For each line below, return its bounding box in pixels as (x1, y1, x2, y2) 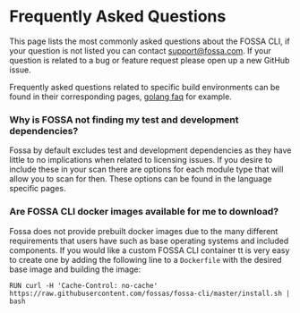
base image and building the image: (9, 264, 141, 275)
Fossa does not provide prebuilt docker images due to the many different (9, 225, 279, 236)
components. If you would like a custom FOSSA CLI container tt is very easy (9, 244, 290, 256)
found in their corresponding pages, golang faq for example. (9, 91, 233, 102)
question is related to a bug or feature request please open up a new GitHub (9, 55, 290, 65)
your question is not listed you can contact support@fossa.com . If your (9, 45, 271, 55)
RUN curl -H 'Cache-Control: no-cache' (9, 281, 159, 290)
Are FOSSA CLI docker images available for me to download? (9, 206, 279, 218)
